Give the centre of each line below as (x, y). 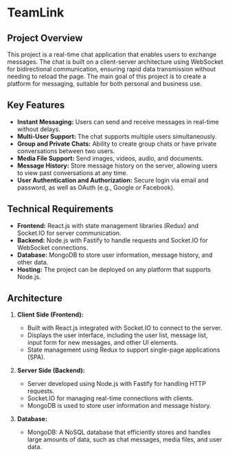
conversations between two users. (66, 151)
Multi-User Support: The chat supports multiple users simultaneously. (117, 136)
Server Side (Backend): (51, 370)
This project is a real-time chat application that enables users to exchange (112, 54)
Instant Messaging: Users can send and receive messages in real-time (118, 122)
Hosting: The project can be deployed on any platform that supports (114, 269)
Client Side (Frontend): (50, 315)
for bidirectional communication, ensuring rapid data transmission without (112, 69)
